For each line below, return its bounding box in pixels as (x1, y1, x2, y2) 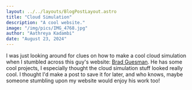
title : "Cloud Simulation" (6, 14, 72, 20)
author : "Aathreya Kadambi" (6, 31, 75, 36)
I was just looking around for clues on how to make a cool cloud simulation (6, 52, 187, 59)
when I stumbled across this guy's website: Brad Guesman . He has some (6, 58, 183, 65)
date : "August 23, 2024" (6, 36, 67, 42)
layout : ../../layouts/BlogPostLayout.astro (6, 8, 117, 15)
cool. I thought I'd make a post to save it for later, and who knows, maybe (6, 71, 183, 78)
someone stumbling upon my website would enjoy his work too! (6, 77, 160, 84)
